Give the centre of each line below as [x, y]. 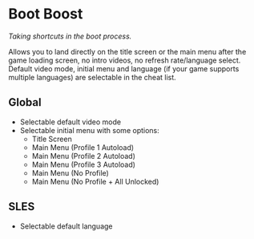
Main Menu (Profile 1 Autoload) [83, 147]
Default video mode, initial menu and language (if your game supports [124, 68]
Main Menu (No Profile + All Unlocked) [95, 181]
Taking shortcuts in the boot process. [70, 36]
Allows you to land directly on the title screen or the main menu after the [127, 51]
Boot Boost [46, 14]
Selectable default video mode [71, 122]
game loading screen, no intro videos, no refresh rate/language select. [125, 60]
